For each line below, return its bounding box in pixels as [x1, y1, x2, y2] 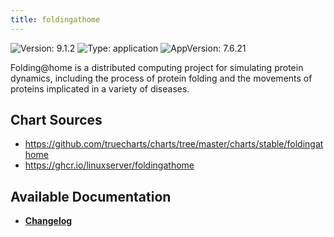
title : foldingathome [10, 14, 101, 25]
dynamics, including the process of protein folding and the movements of [10, 72, 313, 84]
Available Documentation [10, 188, 172, 205]
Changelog [24, 215, 73, 227]
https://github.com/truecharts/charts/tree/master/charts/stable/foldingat [24, 138, 324, 150]
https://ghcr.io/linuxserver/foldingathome [24, 159, 195, 171]
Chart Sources [10, 112, 103, 129]
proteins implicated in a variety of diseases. [10, 82, 190, 95]
